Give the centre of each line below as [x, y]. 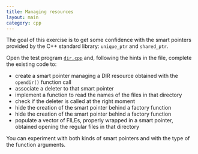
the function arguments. [36, 145]
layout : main [22, 17]
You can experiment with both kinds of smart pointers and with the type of [98, 138]
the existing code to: [31, 64]
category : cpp [24, 23]
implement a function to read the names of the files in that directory [98, 95]
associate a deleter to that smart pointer [64, 89]
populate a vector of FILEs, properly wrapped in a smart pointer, [94, 120]
